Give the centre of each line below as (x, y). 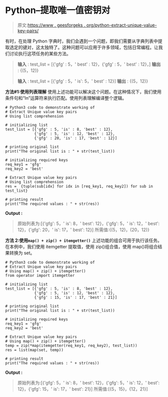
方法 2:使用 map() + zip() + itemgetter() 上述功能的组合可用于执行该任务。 (84, 240)
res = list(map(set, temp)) (34, 350)
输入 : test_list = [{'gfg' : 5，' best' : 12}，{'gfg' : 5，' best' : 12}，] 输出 (89, 64)
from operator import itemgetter (40, 275)
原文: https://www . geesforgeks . (51, 25)
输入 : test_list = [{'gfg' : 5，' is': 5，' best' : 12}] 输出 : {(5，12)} (83, 81)
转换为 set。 (22, 253)
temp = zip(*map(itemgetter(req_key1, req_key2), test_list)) (71, 345)
